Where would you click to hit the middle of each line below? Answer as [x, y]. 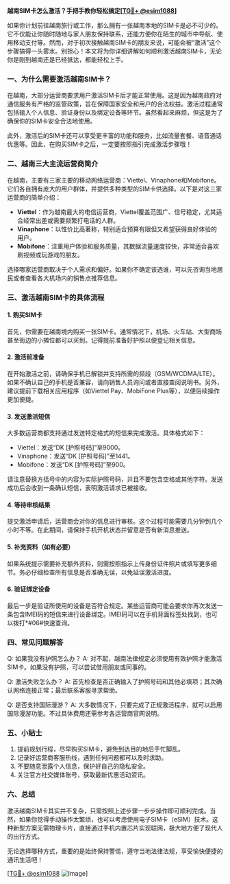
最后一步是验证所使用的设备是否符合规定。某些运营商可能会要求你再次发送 [112, 605]
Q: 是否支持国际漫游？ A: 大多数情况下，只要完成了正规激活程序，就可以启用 [115, 705]
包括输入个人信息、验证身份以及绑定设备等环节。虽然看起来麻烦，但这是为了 [115, 113]
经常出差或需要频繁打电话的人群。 [71, 220]
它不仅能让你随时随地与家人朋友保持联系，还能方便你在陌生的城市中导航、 [112, 34]
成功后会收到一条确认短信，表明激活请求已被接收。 [79, 488]
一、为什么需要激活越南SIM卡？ [59, 79]
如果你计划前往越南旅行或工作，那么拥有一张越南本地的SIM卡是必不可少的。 [115, 25]
